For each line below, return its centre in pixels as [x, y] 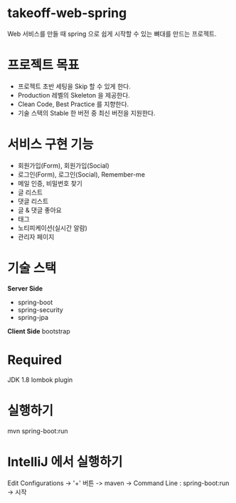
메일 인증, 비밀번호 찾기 [50, 183]
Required [35, 359]
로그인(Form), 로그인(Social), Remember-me [81, 174]
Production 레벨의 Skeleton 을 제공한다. [74, 95]
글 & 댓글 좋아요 [39, 210]
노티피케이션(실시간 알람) [52, 228]
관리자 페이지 [36, 237]
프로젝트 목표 [43, 65]
